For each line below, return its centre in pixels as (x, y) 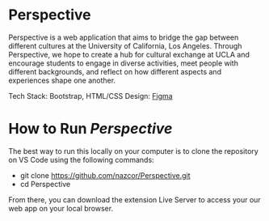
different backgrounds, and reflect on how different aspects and (115, 71)
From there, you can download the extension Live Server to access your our (134, 199)
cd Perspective (45, 184)
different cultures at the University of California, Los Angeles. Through (125, 45)
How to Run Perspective (90, 129)
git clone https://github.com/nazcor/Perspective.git (105, 175)
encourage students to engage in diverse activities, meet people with (123, 63)
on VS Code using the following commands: (82, 159)
